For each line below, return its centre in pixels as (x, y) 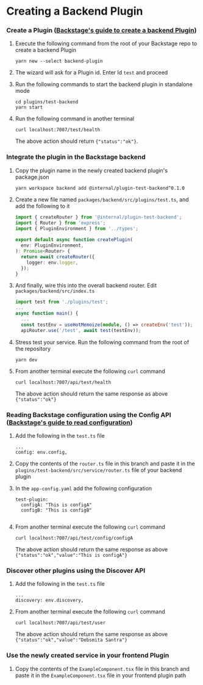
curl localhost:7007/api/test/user (60, 623)
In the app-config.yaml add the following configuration (84, 488)
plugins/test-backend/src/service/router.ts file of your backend (98, 470)
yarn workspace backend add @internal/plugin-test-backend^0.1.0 (100, 188)
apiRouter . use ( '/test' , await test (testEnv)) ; (81, 330)
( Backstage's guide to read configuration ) (69, 422)
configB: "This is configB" (57, 510)
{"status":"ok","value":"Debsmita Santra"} (71, 640)
